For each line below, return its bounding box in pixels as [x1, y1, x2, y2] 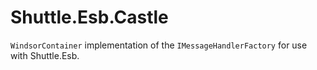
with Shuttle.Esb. [10, 49, 80, 61]
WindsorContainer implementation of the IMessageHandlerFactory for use [10, 39, 308, 51]
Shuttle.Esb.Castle [10, 6, 169, 29]
